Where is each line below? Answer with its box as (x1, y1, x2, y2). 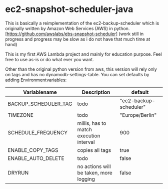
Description (81, 89, 110, 96)
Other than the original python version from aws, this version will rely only (5, 66, 157, 72)
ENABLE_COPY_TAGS (7, 146, 58, 153)
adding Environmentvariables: (5, 77, 67, 83)
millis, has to (77, 119, 106, 126)
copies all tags (77, 146, 111, 153)
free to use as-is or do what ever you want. (5, 56, 94, 62)
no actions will (77, 163, 111, 170)
